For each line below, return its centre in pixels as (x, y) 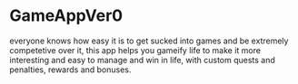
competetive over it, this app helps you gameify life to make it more (135, 50)
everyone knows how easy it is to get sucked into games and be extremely (149, 41)
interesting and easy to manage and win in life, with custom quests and (142, 60)
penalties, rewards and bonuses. (70, 70)
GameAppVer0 (66, 16)
